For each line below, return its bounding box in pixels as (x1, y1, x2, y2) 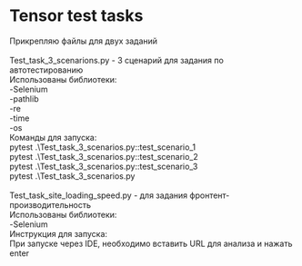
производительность (9, 199, 92, 210)
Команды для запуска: (9, 132, 97, 143)
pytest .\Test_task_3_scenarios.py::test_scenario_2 (9, 151, 198, 162)
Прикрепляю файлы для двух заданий (9, 35, 157, 46)
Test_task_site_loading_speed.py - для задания (9, 190, 188, 201)
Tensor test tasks (9, 5, 144, 26)
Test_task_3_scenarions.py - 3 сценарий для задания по (9, 54, 225, 65)
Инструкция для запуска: (9, 228, 107, 239)
